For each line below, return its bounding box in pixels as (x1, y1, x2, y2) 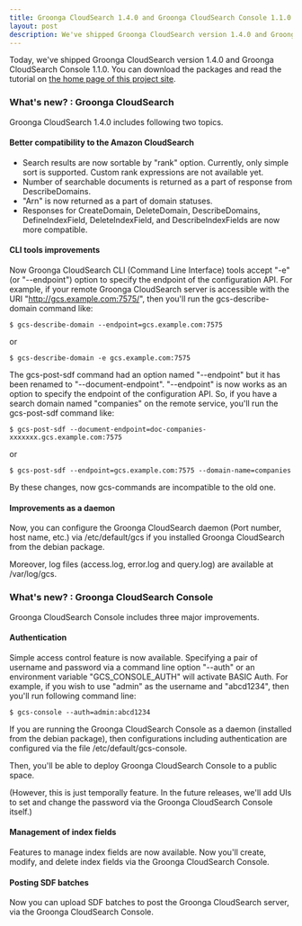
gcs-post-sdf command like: (9, 408, 115, 418)
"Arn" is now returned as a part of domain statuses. (22, 195, 213, 206)
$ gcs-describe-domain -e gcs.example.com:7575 (9, 354, 191, 363)
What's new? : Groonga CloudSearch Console (9, 591, 214, 604)
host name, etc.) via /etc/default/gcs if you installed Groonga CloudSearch (9, 532, 285, 543)
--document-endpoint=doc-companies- (69, 425, 207, 435)
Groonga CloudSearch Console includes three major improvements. (9, 611, 260, 622)
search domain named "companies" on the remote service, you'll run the (9, 398, 279, 409)
